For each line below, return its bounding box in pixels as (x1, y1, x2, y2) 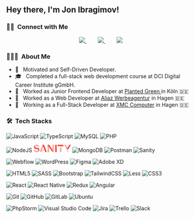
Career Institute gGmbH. (14, 81, 76, 88)
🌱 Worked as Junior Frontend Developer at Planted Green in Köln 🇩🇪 (14, 87, 189, 95)
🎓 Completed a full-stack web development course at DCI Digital (14, 72, 181, 80)
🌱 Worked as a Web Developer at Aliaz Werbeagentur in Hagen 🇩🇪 (14, 94, 185, 101)
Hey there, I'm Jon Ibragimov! (6, 5, 119, 15)
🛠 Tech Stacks (6, 117, 52, 125)
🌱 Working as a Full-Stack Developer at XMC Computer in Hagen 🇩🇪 (14, 101, 189, 108)
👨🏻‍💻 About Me (6, 52, 51, 61)
